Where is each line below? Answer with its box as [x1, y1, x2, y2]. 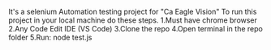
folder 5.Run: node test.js [8, 32, 92, 42]
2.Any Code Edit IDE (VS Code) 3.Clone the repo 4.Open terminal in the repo [8, 24, 264, 33]
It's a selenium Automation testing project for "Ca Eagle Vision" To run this [8, 7, 257, 16]
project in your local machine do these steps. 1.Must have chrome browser [8, 15, 258, 25]
